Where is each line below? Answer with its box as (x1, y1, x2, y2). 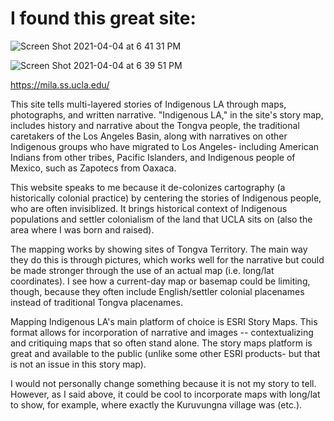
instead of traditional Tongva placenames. (10, 296, 183, 308)
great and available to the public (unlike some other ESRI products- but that (10, 347, 321, 359)
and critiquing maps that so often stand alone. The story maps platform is (10, 337, 313, 349)
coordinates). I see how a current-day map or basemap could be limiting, (10, 275, 311, 287)
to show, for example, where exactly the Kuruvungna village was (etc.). (10, 398, 303, 411)
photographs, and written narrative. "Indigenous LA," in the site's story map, (10, 108, 324, 121)
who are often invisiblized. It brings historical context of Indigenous (10, 202, 288, 214)
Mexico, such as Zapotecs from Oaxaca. (10, 162, 177, 174)
